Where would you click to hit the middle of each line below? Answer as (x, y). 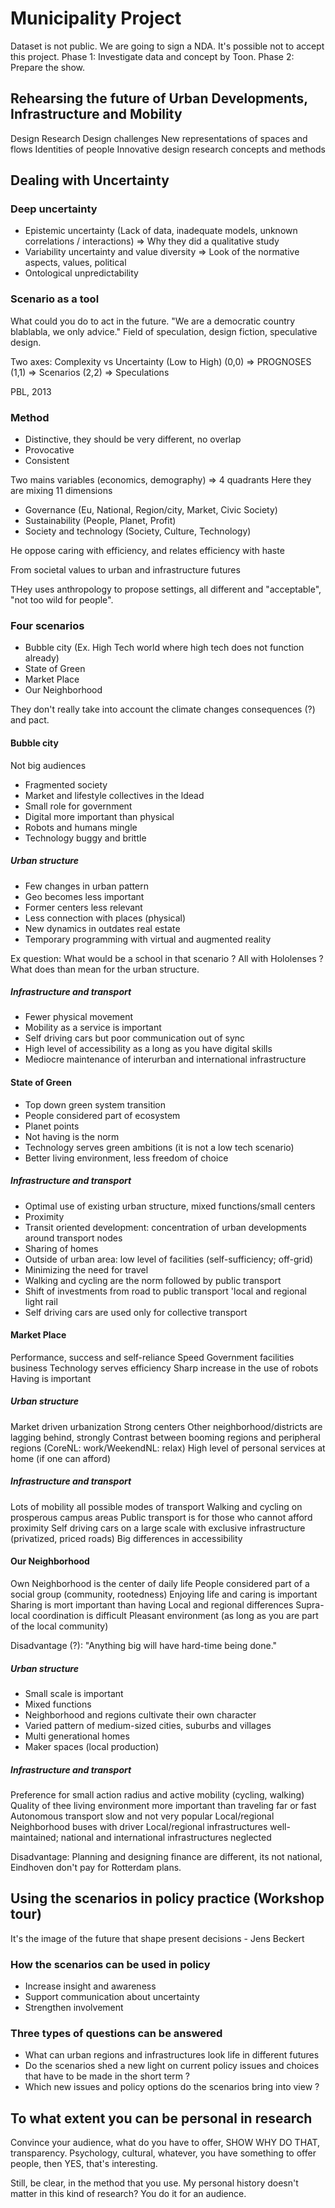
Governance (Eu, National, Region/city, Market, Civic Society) (151, 510)
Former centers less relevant (83, 907)
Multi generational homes (77, 1736)
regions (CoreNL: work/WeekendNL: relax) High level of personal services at (168, 1448)
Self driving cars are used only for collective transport (136, 1312)
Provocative (49, 450)
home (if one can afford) (61, 1458)
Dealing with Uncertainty (90, 180)
